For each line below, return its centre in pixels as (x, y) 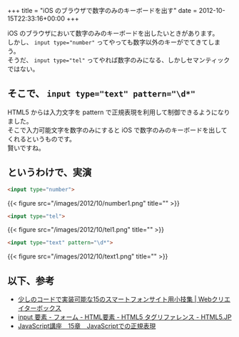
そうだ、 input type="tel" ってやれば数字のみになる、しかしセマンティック (119, 60)
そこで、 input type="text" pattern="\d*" (102, 94)
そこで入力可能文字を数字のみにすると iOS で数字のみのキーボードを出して (117, 130)
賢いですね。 (26, 148)
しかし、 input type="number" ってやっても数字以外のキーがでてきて (108, 42)
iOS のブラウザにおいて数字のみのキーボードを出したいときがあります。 (113, 33)
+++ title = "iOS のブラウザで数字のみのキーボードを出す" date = (102, 10)
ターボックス (43, 308)
